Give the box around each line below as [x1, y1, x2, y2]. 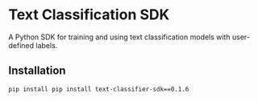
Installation [8, 64, 66, 78]
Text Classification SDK [8, 6, 170, 24]
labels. [35, 40, 58, 50]
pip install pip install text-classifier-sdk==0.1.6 [8, 85, 189, 93]
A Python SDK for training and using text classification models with [8, 32, 231, 42]
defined [8, 40, 35, 50]
